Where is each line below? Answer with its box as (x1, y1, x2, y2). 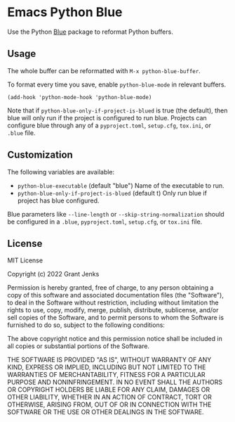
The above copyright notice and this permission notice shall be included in (7, 335, 222, 343)
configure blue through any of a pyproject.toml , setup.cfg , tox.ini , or (7, 121, 212, 129)
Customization (7, 149, 74, 161)
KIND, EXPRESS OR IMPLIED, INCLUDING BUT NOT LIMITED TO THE (7, 363, 206, 371)
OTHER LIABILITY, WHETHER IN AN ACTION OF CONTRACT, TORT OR (7, 393, 212, 402)
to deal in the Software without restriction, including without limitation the (7, 298, 219, 307)
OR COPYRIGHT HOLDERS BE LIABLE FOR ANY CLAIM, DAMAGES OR (7, 385, 210, 394)
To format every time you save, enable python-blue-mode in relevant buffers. (7, 80, 227, 89)
